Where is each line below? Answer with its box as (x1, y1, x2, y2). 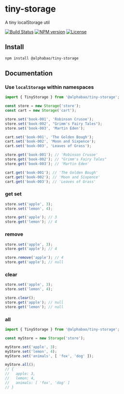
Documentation (5, 69, 53, 78)
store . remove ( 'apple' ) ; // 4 (5, 255, 64, 260)
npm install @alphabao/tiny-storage (5, 56, 79, 61)
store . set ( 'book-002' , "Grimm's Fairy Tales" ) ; (5, 121, 103, 126)
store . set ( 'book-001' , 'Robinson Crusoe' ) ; (5, 116, 94, 122)
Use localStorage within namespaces (5, 83, 94, 90)
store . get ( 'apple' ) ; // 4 (5, 246, 57, 251)
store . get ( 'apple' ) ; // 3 (5, 215, 57, 220)
